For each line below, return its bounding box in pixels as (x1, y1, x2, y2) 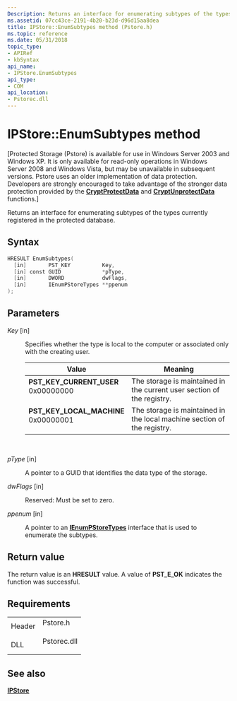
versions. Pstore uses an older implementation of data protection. (7, 172, 197, 180)
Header (11, 621, 36, 631)
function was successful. (7, 577, 80, 586)
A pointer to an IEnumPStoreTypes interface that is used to (25, 523, 197, 531)
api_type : (7, 76, 37, 83)
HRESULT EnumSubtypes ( (7, 255, 74, 262)
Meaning (163, 364, 194, 374)
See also (7, 667, 46, 679)
